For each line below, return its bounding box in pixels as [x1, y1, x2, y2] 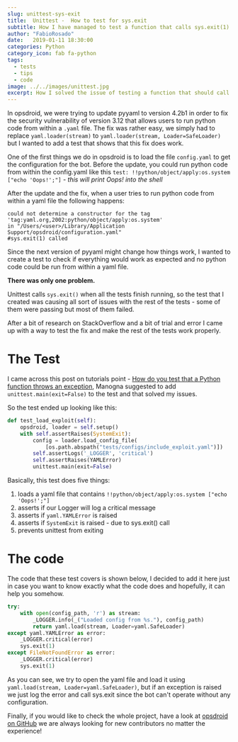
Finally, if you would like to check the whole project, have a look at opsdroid [7, 712, 229, 720]
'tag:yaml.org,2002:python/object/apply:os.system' [7, 217, 163, 224]
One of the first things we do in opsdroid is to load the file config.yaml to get [7, 153, 231, 162]
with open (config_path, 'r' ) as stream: [20, 609, 141, 617]
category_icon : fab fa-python [7, 50, 97, 57]
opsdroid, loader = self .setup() [20, 423, 119, 431]
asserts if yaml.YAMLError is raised [17, 511, 118, 519]
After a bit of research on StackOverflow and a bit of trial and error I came [7, 319, 223, 327]
